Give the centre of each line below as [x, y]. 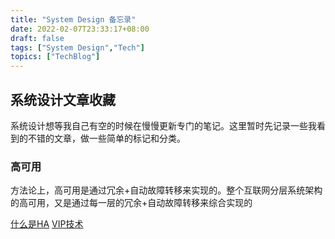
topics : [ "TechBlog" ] [55, 57]
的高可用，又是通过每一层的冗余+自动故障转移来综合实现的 [131, 203]
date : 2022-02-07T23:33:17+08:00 [80, 29]
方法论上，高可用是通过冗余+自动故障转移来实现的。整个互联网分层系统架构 [166, 190]
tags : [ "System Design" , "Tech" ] [77, 47]
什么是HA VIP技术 [47, 224]
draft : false [37, 38]
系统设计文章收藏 [63, 99]
